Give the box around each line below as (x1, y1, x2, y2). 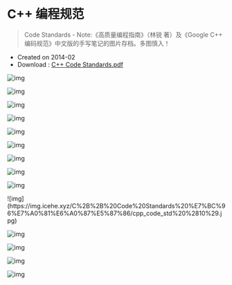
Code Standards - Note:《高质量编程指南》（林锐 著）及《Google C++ (24, 30, 223, 39)
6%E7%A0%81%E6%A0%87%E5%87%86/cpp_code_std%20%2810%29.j (7, 209, 222, 217)
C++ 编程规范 (7, 6, 84, 22)
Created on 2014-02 (17, 53, 75, 61)
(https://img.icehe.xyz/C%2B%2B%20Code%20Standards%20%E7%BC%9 (7, 201, 226, 210)
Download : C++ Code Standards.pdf (17, 60, 123, 68)
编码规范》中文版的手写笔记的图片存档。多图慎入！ (24, 39, 170, 47)
